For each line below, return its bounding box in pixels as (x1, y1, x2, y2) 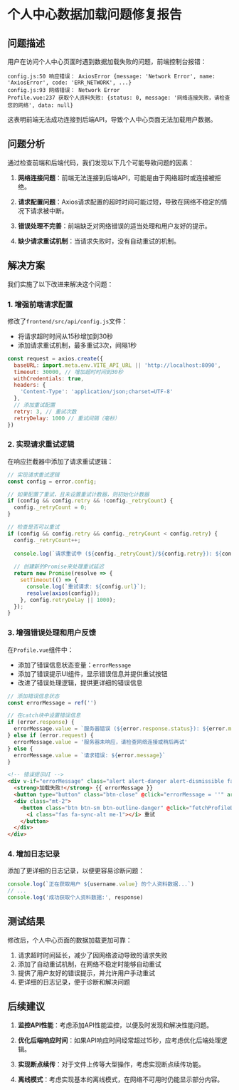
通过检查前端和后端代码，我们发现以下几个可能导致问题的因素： (7, 158, 194, 167)
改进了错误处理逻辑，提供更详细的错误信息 (17, 678, 143, 687)
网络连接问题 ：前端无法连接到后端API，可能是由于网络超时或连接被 (17, 173, 216, 182)
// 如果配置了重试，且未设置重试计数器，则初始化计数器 (7, 491, 149, 498)
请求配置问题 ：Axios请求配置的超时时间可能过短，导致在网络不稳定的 (17, 197, 222, 206)
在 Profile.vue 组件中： (7, 645, 74, 654)
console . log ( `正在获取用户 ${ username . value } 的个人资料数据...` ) (7, 881, 194, 888)
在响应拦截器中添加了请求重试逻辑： (7, 457, 114, 465)
